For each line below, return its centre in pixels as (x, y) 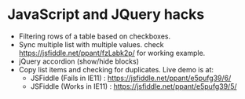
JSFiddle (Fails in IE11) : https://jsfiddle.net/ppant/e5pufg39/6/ (131, 78)
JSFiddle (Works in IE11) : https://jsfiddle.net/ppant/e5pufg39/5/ (133, 86)
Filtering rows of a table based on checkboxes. (95, 36)
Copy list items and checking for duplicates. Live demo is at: (116, 69)
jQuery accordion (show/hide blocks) (79, 61)
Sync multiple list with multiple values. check (91, 44)
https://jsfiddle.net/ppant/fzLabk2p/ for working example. (112, 53)
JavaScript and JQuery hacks (106, 15)
